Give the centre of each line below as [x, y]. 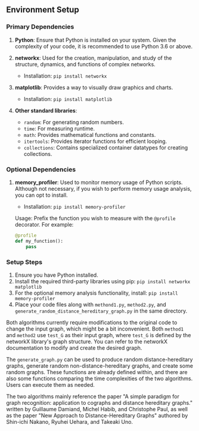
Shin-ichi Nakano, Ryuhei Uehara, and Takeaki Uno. [69, 421]
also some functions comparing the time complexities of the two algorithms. [99, 378]
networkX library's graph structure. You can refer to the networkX [87, 341]
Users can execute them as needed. [51, 384]
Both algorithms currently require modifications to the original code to [92, 322]
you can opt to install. [41, 195]
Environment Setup [43, 10]
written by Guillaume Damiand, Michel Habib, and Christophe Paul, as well [97, 409]
